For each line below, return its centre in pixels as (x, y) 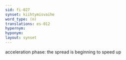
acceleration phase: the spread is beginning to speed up (63, 52)
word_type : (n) (21, 19)
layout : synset (21, 38)
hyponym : (14, 33)
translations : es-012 (28, 24)
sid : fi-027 (17, 10)
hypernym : (15, 28)
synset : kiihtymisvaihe (30, 14)
